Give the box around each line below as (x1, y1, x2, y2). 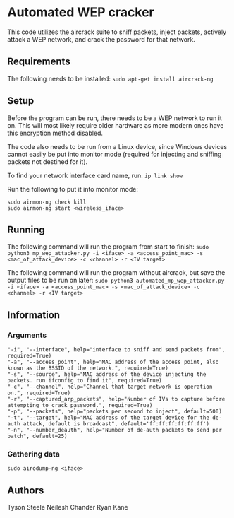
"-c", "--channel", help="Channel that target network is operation (7, 383, 213, 391)
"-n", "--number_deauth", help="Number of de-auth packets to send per (7, 427, 222, 434)
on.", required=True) (7, 389, 71, 396)
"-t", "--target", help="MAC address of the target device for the (7, 414, 210, 421)
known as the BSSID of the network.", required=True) (7, 365, 169, 372)
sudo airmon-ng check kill (7, 199, 87, 206)
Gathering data (7, 449, 60, 459)
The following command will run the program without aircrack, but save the (7, 269, 226, 277)
